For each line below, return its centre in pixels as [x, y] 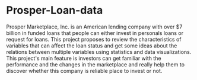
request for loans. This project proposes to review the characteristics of [94, 39]
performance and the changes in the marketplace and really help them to [96, 64]
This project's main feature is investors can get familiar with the [84, 58]
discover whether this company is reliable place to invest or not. [84, 71]
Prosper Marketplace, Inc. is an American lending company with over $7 [94, 27]
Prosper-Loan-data [55, 10]
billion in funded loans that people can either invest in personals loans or [95, 33]
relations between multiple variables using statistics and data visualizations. [99, 52]
